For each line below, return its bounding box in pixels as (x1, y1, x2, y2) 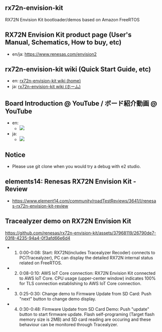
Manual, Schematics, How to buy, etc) (5, 38, 122, 46)
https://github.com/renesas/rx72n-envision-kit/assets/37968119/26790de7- (5, 230, 156, 236)
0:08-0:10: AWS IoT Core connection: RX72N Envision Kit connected (19, 270, 156, 276)
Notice (5, 151, 26, 159)
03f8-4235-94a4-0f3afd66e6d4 (5, 235, 71, 241)
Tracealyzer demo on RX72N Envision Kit (5, 217, 132, 226)
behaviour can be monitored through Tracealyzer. (19, 321, 118, 327)
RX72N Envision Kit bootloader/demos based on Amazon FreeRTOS (5, 16, 140, 22)
